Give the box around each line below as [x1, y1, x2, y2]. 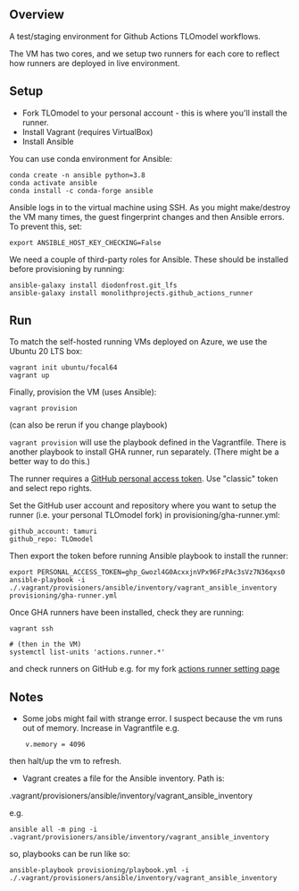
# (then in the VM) [9, 640, 82, 649]
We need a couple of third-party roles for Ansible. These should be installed [9, 254, 288, 265]
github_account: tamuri [9, 527, 98, 536]
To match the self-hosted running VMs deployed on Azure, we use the [9, 336, 268, 347]
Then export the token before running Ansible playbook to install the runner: [9, 550, 288, 562]
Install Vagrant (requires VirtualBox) [21, 126, 154, 137]
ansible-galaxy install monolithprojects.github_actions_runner [9, 288, 253, 298]
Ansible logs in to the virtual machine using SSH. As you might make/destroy [9, 201, 291, 213]
